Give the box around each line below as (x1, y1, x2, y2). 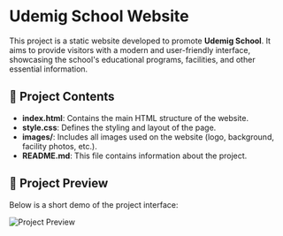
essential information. (9, 64, 88, 74)
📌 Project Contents (9, 89, 115, 104)
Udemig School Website (9, 6, 190, 27)
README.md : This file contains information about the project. (21, 150, 248, 161)
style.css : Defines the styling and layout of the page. (21, 122, 217, 133)
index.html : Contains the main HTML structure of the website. (21, 112, 249, 123)
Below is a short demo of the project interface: (9, 199, 179, 209)
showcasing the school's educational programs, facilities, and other (9, 54, 256, 65)
